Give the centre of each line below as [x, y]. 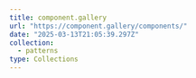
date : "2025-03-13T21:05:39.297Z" [75, 34]
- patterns [38, 51]
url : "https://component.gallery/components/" [98, 26]
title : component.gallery [58, 17]
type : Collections [44, 59]
